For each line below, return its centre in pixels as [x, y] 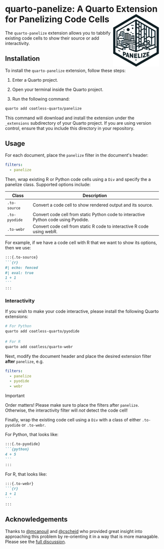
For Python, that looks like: [32, 435]
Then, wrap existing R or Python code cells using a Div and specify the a [78, 179]
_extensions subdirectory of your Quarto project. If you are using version [78, 123]
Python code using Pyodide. [61, 220]
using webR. [45, 232]
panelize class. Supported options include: [48, 185]
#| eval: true [20, 273]
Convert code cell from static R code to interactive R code [91, 226]
